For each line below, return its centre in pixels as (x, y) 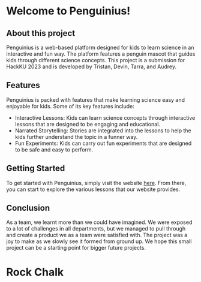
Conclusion (28, 208)
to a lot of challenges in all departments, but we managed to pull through (96, 229)
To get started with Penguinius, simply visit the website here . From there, (96, 183)
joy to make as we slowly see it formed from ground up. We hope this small (99, 241)
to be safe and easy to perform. (54, 149)
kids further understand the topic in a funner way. (76, 137)
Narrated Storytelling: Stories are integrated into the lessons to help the (103, 131)
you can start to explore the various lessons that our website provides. (93, 189)
